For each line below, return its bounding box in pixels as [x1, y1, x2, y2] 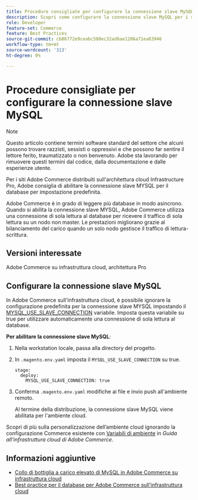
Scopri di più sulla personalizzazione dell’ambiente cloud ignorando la [6, 423, 176, 431]
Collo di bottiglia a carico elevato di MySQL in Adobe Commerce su [14, 469, 178, 476]
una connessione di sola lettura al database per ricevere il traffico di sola [6, 212, 183, 219]
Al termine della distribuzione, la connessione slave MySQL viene [14, 406, 174, 413]
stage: [14, 367, 31, 374]
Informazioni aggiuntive [6, 453, 96, 463]
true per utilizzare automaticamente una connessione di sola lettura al [6, 315, 176, 322]
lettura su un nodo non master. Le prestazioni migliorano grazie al [6, 218, 166, 226]
